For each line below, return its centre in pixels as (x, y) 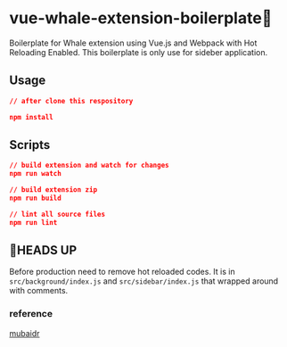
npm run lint (33, 222)
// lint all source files (57, 214)
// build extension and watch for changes (89, 165)
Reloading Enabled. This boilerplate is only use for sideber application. (139, 52)
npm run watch (36, 174)
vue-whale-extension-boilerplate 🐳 (141, 18)
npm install (31, 117)
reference (31, 314)
